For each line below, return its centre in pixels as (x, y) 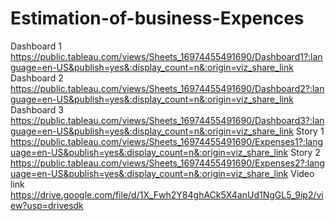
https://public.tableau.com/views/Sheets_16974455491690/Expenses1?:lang (167, 141)
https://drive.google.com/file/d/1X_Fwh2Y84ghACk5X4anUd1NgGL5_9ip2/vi (167, 194)
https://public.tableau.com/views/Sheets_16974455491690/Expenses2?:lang (167, 163)
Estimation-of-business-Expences (157, 18)
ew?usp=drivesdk (47, 205)
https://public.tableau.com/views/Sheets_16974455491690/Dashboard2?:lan (167, 88)
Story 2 (305, 152)
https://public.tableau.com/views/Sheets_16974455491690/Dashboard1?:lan (166, 56)
